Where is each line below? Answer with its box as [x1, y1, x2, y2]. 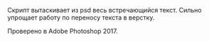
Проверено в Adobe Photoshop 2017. [7, 27, 119, 35]
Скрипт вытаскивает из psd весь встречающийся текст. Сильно [7, 6, 202, 14]
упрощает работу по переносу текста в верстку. [7, 13, 155, 22]
